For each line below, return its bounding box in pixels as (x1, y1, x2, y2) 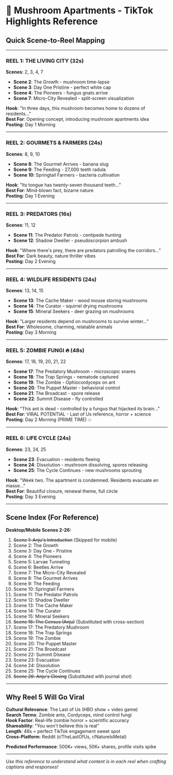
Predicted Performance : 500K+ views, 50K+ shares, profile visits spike (6, 744, 157, 750)
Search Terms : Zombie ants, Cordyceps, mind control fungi (6, 712, 132, 718)
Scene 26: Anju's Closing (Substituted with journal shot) (13, 673, 132, 679)
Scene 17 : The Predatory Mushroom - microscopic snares (13, 368, 136, 374)
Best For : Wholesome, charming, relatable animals (6, 324, 112, 330)
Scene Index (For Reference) (6, 513, 99, 522)
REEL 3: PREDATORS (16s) (6, 210, 72, 217)
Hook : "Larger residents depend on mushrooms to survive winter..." (6, 318, 149, 325)
